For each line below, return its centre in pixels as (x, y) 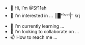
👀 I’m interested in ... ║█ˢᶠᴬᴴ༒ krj (45, 16)
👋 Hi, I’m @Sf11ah (28, 8)
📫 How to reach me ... (34, 37)
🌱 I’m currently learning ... (37, 26)
